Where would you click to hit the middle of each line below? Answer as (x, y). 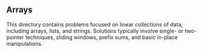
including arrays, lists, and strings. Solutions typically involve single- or (95, 31)
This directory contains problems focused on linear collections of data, (95, 24)
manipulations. (25, 43)
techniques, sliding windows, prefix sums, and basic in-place (101, 37)
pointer (15, 37)
